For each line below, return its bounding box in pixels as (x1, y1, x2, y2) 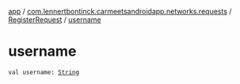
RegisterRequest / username (8, 15, 101, 24)
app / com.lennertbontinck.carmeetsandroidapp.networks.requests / (8, 7, 232, 16)
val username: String (8, 68, 80, 76)
